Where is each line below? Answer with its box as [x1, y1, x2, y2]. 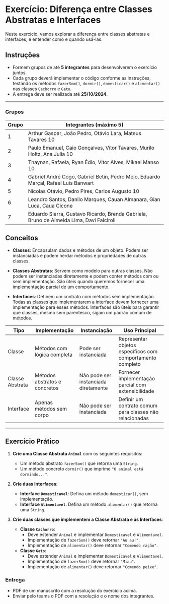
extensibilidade [118, 387, 154, 394]
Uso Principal [123, 326, 156, 333]
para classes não [118, 408, 159, 415]
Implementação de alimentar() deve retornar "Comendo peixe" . [27, 563, 158, 570]
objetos [118, 342, 136, 349]
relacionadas [118, 415, 149, 422]
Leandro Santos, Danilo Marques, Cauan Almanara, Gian [28, 196, 160, 203]
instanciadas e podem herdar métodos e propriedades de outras [12, 252, 146, 258]
